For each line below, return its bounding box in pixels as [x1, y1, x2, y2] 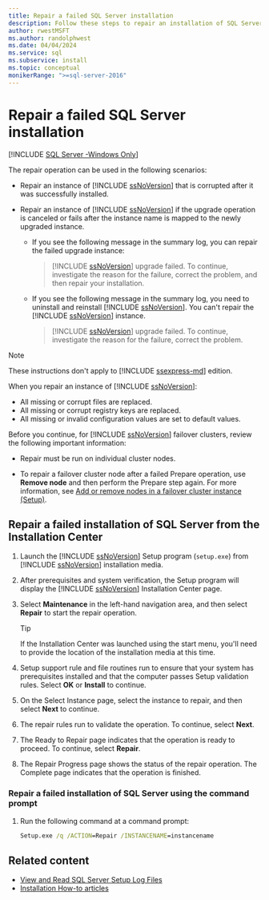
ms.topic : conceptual [8, 64, 81, 72]
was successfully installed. [19, 189, 110, 199]
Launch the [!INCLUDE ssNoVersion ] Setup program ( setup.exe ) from [19, 551, 249, 561]
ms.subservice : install [8, 57, 88, 65]
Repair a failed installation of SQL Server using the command [8, 788, 250, 799]
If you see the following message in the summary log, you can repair [31, 237, 258, 247]
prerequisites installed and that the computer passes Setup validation [19, 672, 249, 681]
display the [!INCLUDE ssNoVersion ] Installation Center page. [19, 584, 223, 594]
